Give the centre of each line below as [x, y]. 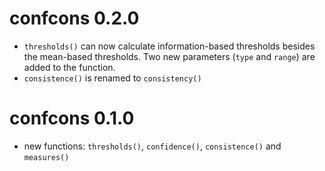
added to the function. [69, 67]
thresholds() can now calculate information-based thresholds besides [169, 46]
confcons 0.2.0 [74, 18]
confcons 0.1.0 [72, 118]
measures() [46, 157]
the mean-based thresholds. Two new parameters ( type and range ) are [169, 56]
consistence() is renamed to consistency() [112, 78]
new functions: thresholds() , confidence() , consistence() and [152, 146]
